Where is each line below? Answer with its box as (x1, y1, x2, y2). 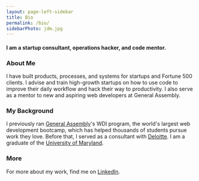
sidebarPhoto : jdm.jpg (6, 25, 63, 32)
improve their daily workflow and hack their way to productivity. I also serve (6, 85, 194, 93)
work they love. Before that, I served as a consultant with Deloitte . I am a (6, 133, 185, 140)
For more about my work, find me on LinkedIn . (6, 168, 120, 175)
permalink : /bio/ (6, 20, 50, 26)
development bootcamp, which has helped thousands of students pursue (6, 126, 187, 134)
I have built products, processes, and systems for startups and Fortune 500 (6, 73, 193, 80)
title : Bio (6, 14, 34, 20)
